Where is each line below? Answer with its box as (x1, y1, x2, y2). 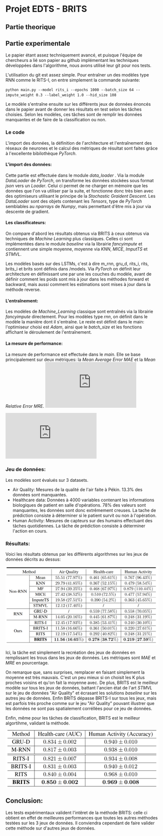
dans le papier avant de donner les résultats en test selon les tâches (5, 106, 142, 113)
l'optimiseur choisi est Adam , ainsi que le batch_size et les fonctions (5, 324, 142, 330)
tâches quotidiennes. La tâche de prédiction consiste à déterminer (12, 523, 146, 529)
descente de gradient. (5, 209, 50, 214)
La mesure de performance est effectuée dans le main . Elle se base (5, 351, 141, 357)
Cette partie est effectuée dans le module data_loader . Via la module (5, 172, 145, 178)
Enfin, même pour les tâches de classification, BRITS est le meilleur (5, 715, 140, 721)
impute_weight (5, 93, 34, 98)
